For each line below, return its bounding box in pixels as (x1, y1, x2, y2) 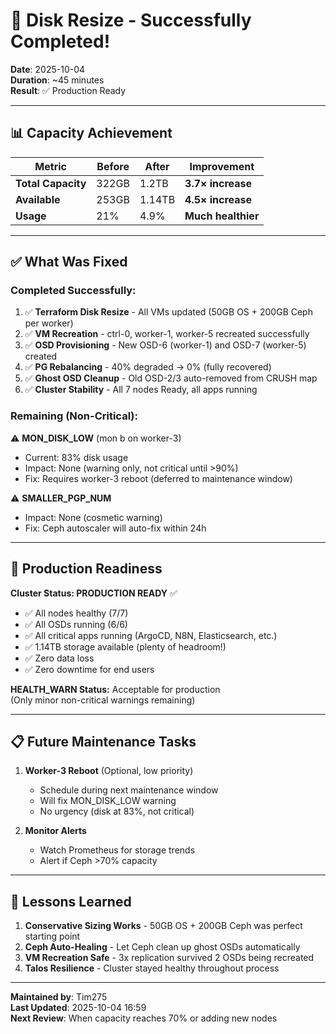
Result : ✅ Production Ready (10, 84, 127, 96)
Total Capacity (15, 176, 87, 190)
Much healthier (184, 209, 260, 223)
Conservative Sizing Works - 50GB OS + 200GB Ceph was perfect (24, 920, 303, 932)
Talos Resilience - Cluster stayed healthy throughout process (24, 962, 280, 974)
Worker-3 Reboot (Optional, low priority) (24, 765, 194, 777)
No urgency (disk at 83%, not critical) (39, 805, 195, 818)
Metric (34, 159, 67, 173)
